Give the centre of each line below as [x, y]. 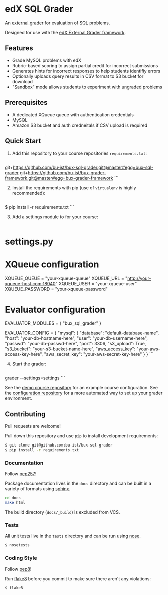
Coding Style [21, 558]
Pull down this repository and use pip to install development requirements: [82, 436]
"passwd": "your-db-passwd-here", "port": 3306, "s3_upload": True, [76, 344]
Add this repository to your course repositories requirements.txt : [80, 153]
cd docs [13, 498]
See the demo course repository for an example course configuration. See [82, 388]
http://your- [139, 278]
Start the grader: [29, 364]
